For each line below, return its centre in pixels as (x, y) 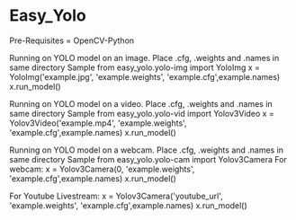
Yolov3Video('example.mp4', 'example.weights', (98, 123)
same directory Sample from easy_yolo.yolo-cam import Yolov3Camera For (148, 159)
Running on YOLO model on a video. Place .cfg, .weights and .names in (141, 103)
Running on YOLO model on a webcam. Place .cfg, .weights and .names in (147, 150)
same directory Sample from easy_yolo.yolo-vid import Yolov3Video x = (142, 113)
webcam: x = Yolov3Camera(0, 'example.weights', (102, 169)
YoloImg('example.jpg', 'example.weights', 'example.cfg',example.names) (145, 76)
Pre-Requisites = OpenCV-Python (72, 40)
